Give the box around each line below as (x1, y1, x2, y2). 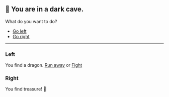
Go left (12, 28, 27, 34)
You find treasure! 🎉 (5, 86, 47, 92)
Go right (12, 33, 30, 39)
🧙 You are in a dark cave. (5, 5, 84, 14)
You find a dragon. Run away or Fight (5, 62, 82, 68)
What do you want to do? (5, 18, 57, 24)
